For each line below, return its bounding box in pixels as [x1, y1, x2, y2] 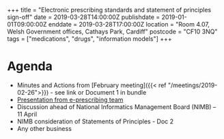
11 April [16, 110, 38, 118]
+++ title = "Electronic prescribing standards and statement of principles [7, 6, 212, 14]
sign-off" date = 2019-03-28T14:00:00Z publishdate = [7, 13, 160, 21]
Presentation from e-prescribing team [16, 95, 124, 104]
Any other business [16, 124, 72, 132]
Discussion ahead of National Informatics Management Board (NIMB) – [16, 102, 216, 111]
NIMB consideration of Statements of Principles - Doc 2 [16, 117, 174, 125]
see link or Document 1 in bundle [54, 88, 147, 96]
